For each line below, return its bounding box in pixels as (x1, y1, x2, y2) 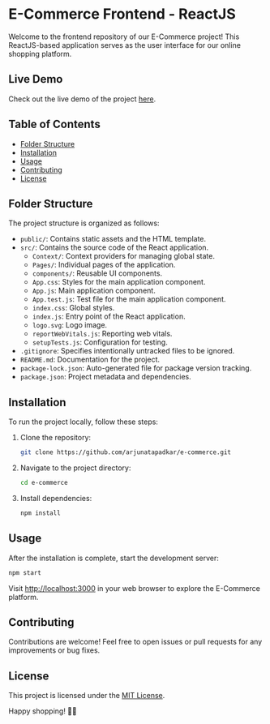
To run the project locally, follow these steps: (8, 417, 158, 426)
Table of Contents (8, 118, 101, 131)
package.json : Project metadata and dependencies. (19, 372, 192, 382)
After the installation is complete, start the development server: (8, 553, 219, 563)
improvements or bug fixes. (8, 645, 101, 655)
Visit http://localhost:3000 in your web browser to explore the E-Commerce (8, 583, 261, 593)
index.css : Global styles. (32, 303, 115, 313)
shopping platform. (8, 49, 72, 58)
